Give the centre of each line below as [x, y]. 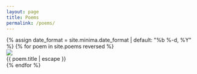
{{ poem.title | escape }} [36, 59]
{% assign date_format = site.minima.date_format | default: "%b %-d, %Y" [99, 40]
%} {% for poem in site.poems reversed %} [60, 46]
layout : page [23, 12]
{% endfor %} [24, 65]
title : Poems [23, 17]
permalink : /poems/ [31, 23]
